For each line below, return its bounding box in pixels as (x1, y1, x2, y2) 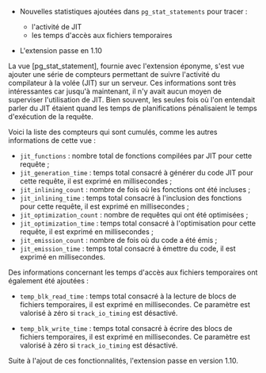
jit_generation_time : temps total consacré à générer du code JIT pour (19, 168, 253, 177)
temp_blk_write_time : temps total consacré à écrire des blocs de (19, 324, 233, 333)
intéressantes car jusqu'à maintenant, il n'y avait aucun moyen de (8, 87, 222, 96)
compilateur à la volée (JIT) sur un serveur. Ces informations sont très (8, 79, 237, 87)
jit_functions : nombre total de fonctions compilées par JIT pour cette (19, 151, 253, 160)
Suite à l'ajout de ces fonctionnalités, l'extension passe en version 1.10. (8, 356, 239, 365)
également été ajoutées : (8, 276, 89, 285)
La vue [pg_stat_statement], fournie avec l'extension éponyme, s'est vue (8, 61, 245, 71)
